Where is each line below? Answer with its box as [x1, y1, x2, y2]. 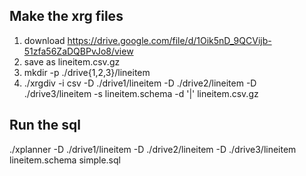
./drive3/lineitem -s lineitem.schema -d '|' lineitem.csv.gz [23, 87, 259, 99]
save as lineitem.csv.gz [23, 55, 121, 68]
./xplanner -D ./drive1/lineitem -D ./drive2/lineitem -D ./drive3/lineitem [9, 143, 297, 155]
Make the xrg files [9, 8, 124, 25]
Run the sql [9, 117, 81, 134]
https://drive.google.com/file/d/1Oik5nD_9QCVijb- [67, 34, 272, 46]
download [23, 34, 66, 46]
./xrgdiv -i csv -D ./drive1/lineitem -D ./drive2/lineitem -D [23, 77, 257, 89]
